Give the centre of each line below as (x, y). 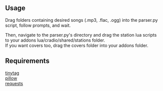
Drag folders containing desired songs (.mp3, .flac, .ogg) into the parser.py (81, 20)
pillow (11, 78)
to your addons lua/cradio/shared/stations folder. (55, 40)
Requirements (27, 61)
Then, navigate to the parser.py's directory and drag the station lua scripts (81, 35)
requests (14, 83)
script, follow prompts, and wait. (38, 25)
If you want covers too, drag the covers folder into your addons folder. (77, 45)
